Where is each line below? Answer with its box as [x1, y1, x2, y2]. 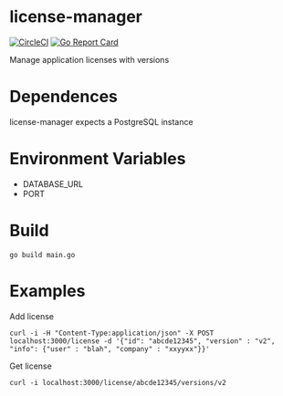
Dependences [9, 87, 119, 107]
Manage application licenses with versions [9, 54, 170, 65]
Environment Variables [9, 149, 186, 170]
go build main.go [9, 250, 76, 259]
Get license [9, 360, 52, 371]
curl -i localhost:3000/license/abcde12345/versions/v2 [9, 378, 226, 387]
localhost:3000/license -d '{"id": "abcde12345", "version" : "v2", [9, 336, 276, 346]
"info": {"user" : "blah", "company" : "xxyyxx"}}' [9, 344, 210, 353]
